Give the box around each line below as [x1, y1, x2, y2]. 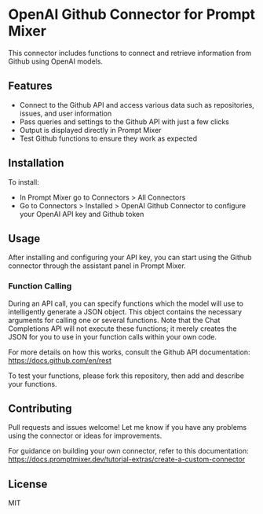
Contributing [8, 402, 72, 416]
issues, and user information [19, 108, 112, 118]
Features [8, 79, 53, 93]
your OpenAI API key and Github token [19, 209, 144, 218]
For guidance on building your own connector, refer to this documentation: [8, 446, 249, 456]
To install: [8, 177, 39, 186]
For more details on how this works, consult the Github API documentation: [8, 347, 250, 357]
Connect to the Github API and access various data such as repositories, [19, 100, 255, 109]
